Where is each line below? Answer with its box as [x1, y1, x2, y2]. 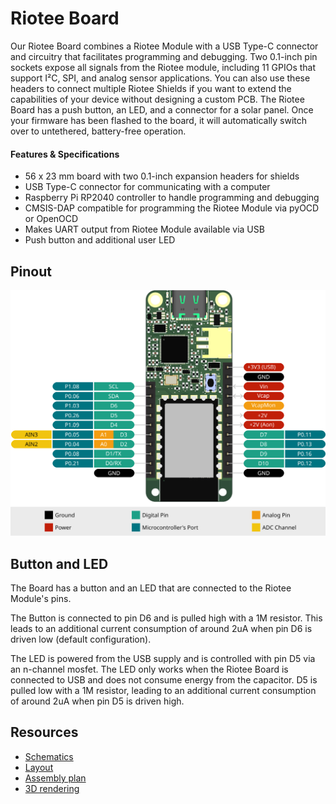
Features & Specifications [10, 148, 120, 160]
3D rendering [24, 782, 80, 794]
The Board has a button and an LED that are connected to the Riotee [10, 582, 292, 594]
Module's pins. [10, 593, 72, 605]
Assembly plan [24, 772, 87, 784]
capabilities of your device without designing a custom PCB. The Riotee [10, 93, 305, 105]
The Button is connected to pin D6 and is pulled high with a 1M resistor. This [10, 612, 323, 624]
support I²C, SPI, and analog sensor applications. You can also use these [10, 72, 311, 84]
